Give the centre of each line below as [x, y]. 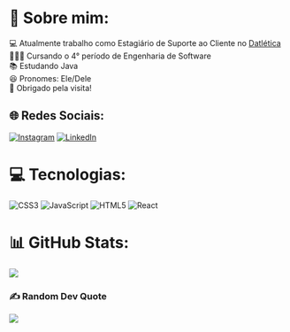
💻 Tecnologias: [68, 174]
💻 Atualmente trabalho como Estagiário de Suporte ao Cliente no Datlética [145, 42]
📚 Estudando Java [44, 66]
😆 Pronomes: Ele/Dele [50, 78]
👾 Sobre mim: [59, 18]
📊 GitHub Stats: [69, 242]
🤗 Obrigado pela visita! [51, 88]
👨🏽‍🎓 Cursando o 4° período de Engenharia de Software [111, 56]
